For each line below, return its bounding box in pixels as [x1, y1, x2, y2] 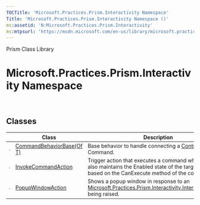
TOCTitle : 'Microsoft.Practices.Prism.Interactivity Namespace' [6, 10, 169, 15]
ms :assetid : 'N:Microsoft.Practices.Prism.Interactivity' [6, 22, 153, 28]
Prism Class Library [6, 45, 54, 53]
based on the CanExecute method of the [87, 170, 186, 176]
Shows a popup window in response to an [87, 178, 190, 185]
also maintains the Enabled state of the [87, 163, 183, 170]
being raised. [87, 191, 120, 198]
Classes [6, 116, 37, 126]
